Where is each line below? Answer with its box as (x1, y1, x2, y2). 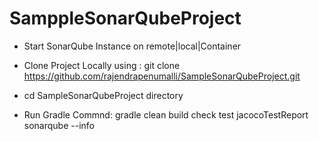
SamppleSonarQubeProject (9, 7, 242, 30)
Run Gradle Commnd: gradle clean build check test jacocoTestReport (23, 108, 309, 121)
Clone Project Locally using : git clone (23, 59, 181, 71)
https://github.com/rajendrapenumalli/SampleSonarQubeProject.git (23, 70, 301, 82)
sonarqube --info (23, 119, 95, 131)
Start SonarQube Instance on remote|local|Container (23, 40, 242, 52)
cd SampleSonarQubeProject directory (23, 89, 184, 101)
